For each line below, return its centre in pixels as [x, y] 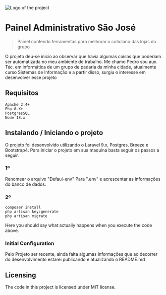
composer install [23, 208]
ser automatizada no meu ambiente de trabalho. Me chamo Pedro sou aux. [81, 62]
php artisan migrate [27, 216]
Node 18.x [15, 117]
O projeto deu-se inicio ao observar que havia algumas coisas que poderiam [83, 56]
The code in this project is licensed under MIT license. [60, 287]
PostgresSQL [17, 113]
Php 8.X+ [14, 109]
